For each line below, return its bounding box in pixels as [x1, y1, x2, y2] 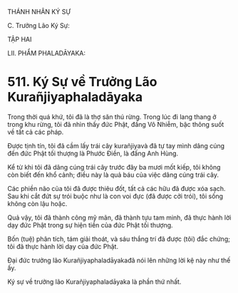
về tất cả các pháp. [7, 128, 64, 136]
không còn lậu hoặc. [7, 199, 68, 207]
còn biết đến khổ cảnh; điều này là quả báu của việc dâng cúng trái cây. [7, 170, 219, 179]
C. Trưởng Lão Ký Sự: [7, 21, 70, 29]
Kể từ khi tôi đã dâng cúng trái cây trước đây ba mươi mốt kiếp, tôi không [7, 163, 221, 171]
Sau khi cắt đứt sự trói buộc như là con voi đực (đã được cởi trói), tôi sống [7, 192, 223, 200]
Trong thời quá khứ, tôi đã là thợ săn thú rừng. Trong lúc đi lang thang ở [7, 112, 217, 121]
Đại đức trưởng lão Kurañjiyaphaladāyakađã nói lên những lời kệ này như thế [7, 256, 231, 264]
